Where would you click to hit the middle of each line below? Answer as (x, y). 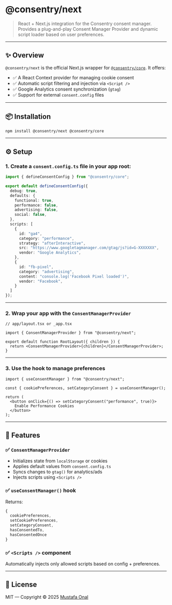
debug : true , (24, 191)
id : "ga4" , (30, 234)
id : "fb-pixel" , (36, 267)
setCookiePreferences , (34, 521)
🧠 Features (23, 435)
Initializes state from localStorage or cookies (60, 461)
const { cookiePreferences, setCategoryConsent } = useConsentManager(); (86, 388)
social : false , (31, 215)
